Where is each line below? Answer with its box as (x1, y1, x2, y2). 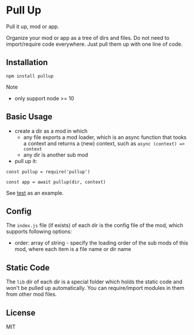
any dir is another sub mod (23, 151, 89, 158)
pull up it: (14, 157, 38, 164)
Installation (6, 57, 48, 67)
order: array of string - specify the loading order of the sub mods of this (14, 239, 189, 246)
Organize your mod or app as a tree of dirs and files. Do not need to (6, 34, 170, 41)
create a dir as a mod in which (14, 127, 88, 134)
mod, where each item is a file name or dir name (14, 246, 132, 253)
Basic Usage (6, 112, 53, 122)
